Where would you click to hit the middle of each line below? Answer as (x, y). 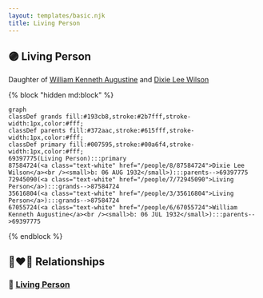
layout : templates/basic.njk (57, 16)
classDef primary (37, 145)
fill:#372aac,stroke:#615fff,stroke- (132, 131)
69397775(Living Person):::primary (68, 159)
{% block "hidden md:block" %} (61, 95)
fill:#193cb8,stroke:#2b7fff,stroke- (128, 117)
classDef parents (37, 131)
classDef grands (35, 117)
